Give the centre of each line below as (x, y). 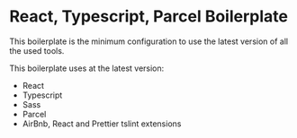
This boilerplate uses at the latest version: (87, 68)
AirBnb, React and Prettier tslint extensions (102, 124)
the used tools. (37, 50)
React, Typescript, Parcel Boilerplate (148, 17)
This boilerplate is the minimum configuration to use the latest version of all (149, 41)
